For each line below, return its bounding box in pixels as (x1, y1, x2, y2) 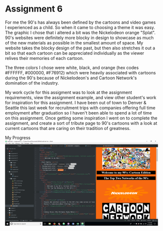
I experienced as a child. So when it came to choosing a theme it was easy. (5, 24, 155, 30)
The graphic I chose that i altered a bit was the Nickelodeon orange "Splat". (5, 29, 156, 35)
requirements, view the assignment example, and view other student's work (5, 94, 157, 100)
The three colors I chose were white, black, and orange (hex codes (5, 64, 139, 71)
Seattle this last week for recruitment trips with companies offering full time (5, 105, 156, 111)
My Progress (5, 134, 31, 141)
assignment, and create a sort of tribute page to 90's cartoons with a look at (5, 120, 158, 126)
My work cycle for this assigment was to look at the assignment (5, 89, 132, 95)
